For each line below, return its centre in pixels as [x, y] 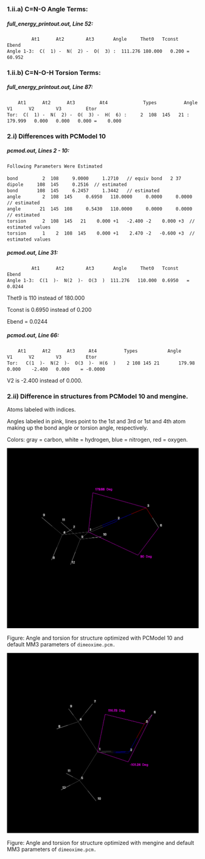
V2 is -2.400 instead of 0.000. [45, 380]
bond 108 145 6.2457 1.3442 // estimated [83, 191]
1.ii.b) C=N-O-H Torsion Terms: [54, 72]
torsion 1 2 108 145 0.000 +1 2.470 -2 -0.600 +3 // [101, 233]
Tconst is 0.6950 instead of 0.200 [49, 309]
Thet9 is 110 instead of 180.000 [46, 298]
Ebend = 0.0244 [27, 321]
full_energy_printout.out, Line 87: [50, 87]
